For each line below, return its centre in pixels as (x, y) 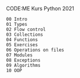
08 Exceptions (24, 60)
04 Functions (22, 40)
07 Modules (19, 55)
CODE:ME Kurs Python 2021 (40, 9)
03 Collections (25, 35)
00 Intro (17, 19)
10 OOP (14, 70)
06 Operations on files (35, 50)
